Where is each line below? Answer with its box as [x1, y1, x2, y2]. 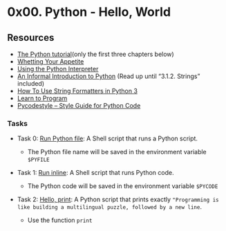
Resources [7, 32, 55, 44]
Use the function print [27, 216, 93, 225]
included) [17, 80, 45, 87]
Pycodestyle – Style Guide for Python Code [17, 102, 141, 109]
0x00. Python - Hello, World [7, 4, 171, 20]
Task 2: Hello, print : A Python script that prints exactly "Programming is [17, 195, 219, 204]
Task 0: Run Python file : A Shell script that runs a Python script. [17, 134, 198, 142]
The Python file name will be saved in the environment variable [27, 148, 207, 156]
